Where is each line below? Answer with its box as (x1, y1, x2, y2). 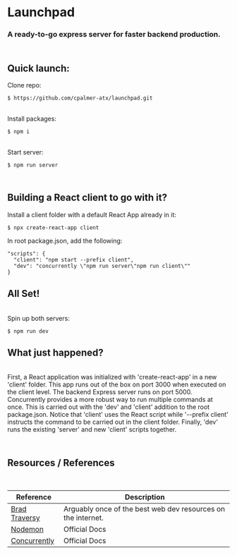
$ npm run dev (7, 327, 49, 335)
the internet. (63, 513, 104, 523)
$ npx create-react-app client (7, 224, 99, 231)
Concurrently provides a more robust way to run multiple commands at (7, 396, 213, 404)
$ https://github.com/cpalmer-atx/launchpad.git (7, 94, 153, 102)
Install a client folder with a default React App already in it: (7, 210, 176, 219)
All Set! (7, 288, 40, 300)
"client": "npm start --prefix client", (13, 256, 134, 263)
